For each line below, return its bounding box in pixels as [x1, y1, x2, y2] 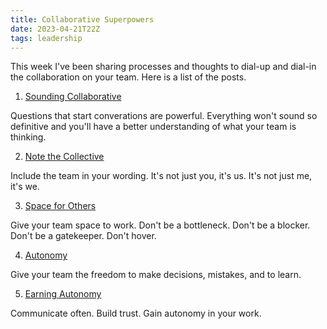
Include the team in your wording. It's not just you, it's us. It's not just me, [10, 170, 313, 182]
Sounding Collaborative [24, 91, 122, 103]
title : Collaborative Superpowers [10, 14, 155, 25]
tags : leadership [10, 33, 83, 43]
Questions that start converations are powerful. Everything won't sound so [10, 110, 318, 122]
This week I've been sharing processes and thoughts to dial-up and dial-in [10, 61, 317, 73]
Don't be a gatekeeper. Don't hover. [10, 230, 157, 242]
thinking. [10, 131, 47, 143]
